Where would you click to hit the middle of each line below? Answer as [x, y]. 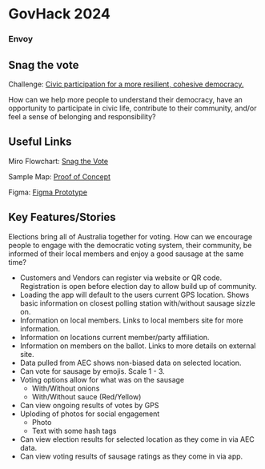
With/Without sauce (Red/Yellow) [86, 396]
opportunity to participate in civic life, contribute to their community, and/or [132, 108]
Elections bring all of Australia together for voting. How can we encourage [130, 236]
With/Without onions [66, 388]
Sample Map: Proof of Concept [59, 176]
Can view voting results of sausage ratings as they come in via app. [131, 456]
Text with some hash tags [74, 431]
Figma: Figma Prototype [48, 192]
